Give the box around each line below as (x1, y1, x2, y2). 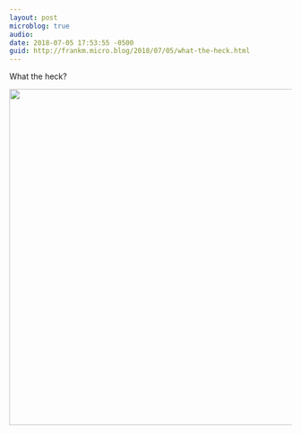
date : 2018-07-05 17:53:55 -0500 (9, 38, 134, 48)
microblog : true (9, 22, 70, 30)
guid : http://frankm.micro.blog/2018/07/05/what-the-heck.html (9, 47, 251, 56)
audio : (9, 30, 34, 39)
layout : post (9, 13, 58, 22)
